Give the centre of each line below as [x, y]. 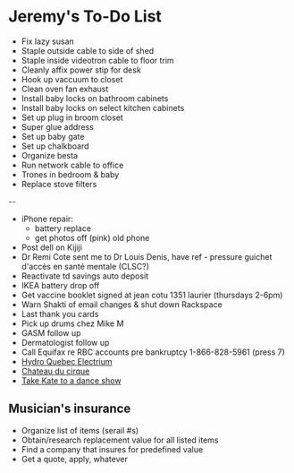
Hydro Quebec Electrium [67, 361]
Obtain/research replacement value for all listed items [120, 440]
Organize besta [49, 155]
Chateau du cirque [55, 371]
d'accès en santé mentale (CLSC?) [85, 266]
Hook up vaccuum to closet [72, 79]
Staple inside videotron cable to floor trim [98, 60]
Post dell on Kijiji [51, 247]
